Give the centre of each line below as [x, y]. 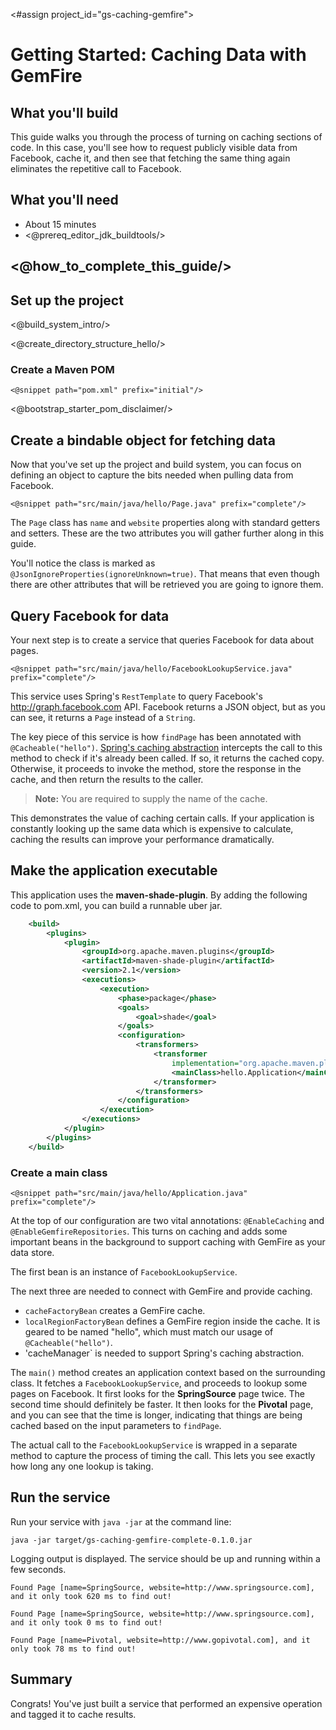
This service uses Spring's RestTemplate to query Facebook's [136, 696]
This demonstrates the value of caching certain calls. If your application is [162, 818]
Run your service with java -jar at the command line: [121, 1521]
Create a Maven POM [62, 369]
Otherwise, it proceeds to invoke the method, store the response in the [156, 768]
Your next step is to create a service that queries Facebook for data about [162, 640]
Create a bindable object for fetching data [143, 440]
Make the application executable [114, 870]
